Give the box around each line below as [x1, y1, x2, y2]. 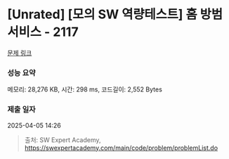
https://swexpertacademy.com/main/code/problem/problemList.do [24, 144, 218, 152]
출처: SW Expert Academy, [24, 135, 101, 144]
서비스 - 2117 [7, 24, 79, 40]
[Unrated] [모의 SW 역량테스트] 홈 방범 [7, 6, 223, 23]
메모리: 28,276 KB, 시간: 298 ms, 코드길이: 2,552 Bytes [7, 85, 163, 94]
